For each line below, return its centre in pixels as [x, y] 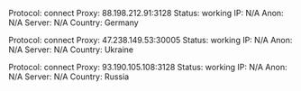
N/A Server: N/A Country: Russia [69, 77]
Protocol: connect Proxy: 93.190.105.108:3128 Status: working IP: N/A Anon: [148, 67]
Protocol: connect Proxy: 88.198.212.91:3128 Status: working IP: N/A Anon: [146, 13]
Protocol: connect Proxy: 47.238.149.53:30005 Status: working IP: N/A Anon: [150, 40]
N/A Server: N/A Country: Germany [73, 23]
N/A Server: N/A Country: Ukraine [71, 50]
